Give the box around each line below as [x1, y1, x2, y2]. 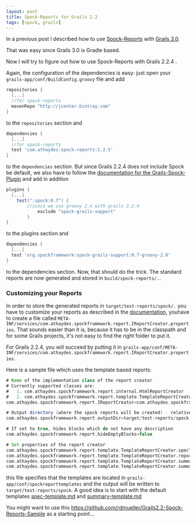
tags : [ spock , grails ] [6, 19, 61, 25]
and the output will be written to [83, 480, 160, 487]
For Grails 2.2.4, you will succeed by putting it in [6, 343, 122, 351]
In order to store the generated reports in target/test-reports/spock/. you [6, 302, 187, 309]
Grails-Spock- [152, 169, 185, 176]
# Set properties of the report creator [6, 442, 106, 448]
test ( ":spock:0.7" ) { [16, 197, 69, 204]
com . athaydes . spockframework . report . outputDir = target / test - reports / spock [6, 415, 190, 421]
